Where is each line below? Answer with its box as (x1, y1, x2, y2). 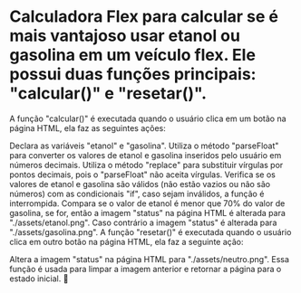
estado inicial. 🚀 (9, 273, 69, 284)
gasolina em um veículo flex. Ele (9, 45, 257, 65)
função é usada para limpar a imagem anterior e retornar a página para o (9, 263, 282, 274)
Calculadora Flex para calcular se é (9, 6, 279, 27)
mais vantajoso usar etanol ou (9, 25, 240, 46)
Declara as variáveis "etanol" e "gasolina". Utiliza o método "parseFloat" (9, 140, 279, 151)
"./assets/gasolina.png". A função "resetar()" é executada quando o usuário (9, 226, 292, 237)
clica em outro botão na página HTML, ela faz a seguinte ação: (9, 236, 244, 247)
